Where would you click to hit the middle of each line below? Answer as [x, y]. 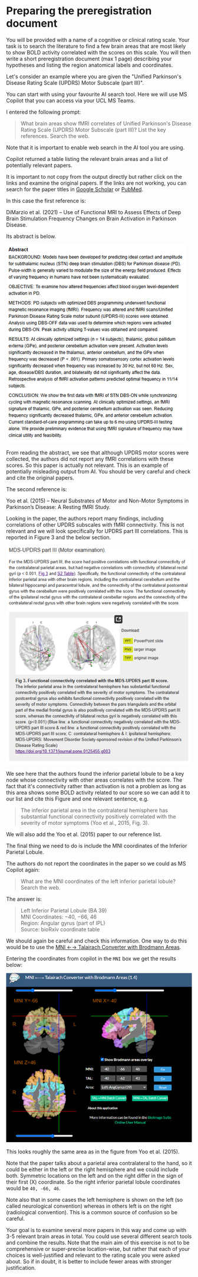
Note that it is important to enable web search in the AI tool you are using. [95, 147]
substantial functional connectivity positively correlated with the [98, 817]
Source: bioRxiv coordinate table [60, 930]
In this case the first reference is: [46, 201]
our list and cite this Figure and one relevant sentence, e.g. [77, 799]
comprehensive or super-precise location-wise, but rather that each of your [98, 1249]
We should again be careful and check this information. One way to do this [97, 941]
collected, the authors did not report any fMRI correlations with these [90, 459]
